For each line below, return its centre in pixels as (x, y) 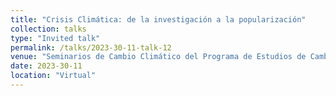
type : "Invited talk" (55, 38)
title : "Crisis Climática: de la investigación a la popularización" (158, 19)
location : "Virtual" (53, 76)
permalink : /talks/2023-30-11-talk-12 (91, 47)
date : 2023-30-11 (46, 66)
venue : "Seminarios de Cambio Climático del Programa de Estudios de (158, 57)
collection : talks (48, 29)
